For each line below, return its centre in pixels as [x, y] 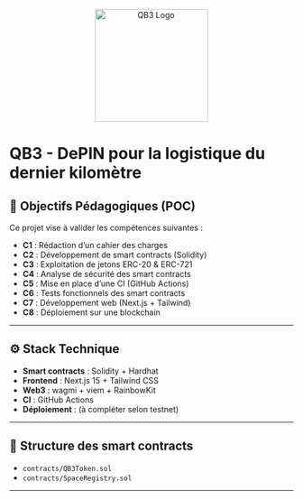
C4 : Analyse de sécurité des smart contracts [106, 274]
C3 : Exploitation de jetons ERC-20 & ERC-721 [107, 264]
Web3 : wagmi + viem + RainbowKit [89, 390]
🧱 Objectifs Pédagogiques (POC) [103, 206]
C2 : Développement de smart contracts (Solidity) [115, 255]
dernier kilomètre [76, 173]
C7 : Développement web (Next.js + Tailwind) [106, 303]
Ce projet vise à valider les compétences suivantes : [106, 227]
